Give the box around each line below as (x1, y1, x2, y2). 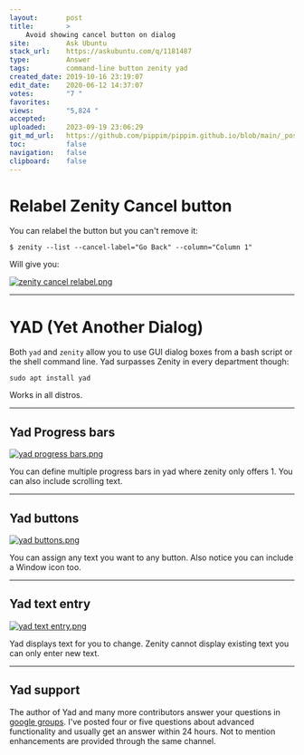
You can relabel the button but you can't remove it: (9, 226, 199, 237)
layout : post (9, 13, 83, 23)
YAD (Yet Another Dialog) (9, 316, 204, 337)
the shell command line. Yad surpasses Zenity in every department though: (9, 356, 290, 367)
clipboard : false (9, 156, 88, 166)
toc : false (9, 140, 88, 149)
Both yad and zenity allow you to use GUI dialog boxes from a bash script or (9, 346, 293, 358)
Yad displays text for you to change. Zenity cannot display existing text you (9, 638, 290, 649)
